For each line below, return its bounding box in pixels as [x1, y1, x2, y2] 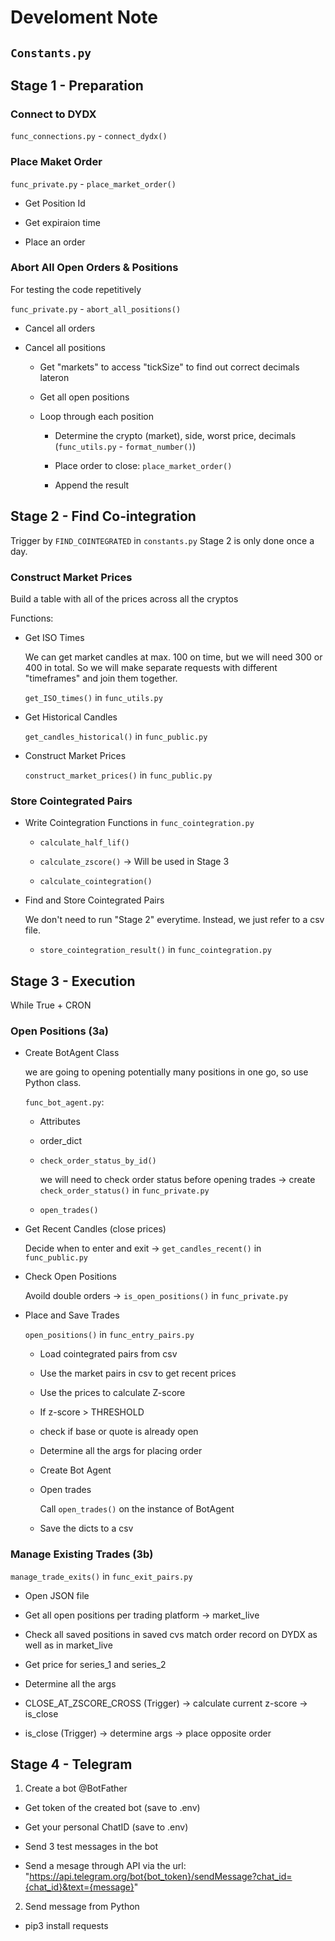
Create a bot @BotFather [24, 1782, 128, 1795]
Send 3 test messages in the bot [24, 1841, 159, 1853]
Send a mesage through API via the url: [24, 1860, 187, 1872]
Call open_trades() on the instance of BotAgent [39, 1503, 235, 1515]
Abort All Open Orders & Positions [10, 261, 179, 275]
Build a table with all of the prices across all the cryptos [10, 592, 239, 605]
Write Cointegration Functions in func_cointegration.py [24, 817, 255, 829]
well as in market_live [24, 1639, 113, 1651]
